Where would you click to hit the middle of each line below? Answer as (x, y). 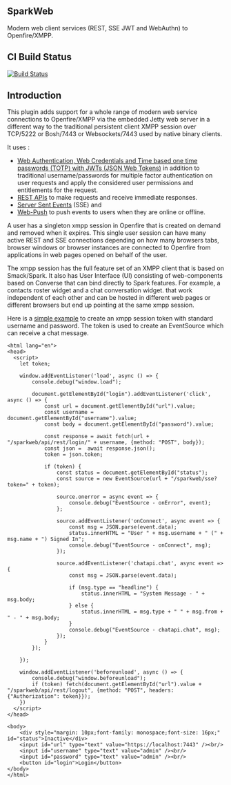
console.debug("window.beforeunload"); (89, 679)
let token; (35, 364)
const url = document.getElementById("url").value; (120, 406)
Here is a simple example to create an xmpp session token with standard (110, 319)
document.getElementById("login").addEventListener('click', (122, 394)
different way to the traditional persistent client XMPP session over (102, 126)
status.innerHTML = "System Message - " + (143, 594)
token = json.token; (73, 455)
